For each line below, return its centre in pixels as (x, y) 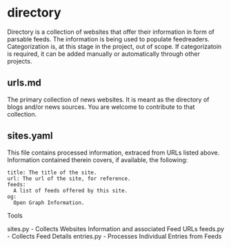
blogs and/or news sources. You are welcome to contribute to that (101, 107)
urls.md (24, 83)
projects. (20, 61)
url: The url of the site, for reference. (69, 178)
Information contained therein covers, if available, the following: (98, 159)
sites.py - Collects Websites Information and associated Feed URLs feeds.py (116, 228)
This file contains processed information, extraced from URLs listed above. (113, 152)
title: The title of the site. (52, 172)
